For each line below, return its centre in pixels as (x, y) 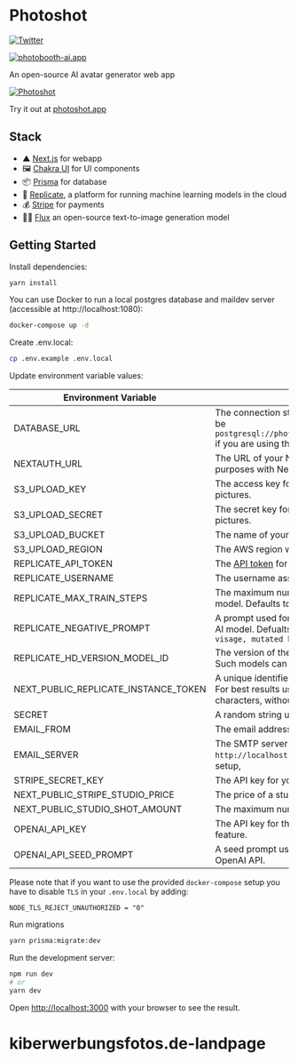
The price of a (244, 795)
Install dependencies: (48, 267)
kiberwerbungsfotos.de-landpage (137, 1043)
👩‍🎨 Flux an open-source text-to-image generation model (125, 217)
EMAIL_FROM (42, 730)
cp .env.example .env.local (61, 359)
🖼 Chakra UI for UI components (81, 168)
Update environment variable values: (76, 376)
